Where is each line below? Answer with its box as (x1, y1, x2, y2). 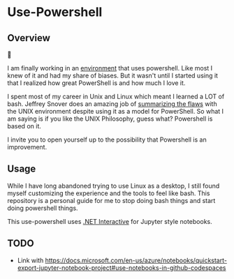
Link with (17, 256, 44, 264)
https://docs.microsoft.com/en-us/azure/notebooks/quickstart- (45, 256, 227, 264)
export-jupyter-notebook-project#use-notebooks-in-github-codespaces (17, 263, 226, 272)
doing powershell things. (7, 204, 78, 212)
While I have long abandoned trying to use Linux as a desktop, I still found (7, 181, 220, 190)
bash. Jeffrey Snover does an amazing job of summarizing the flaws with (7, 100, 218, 108)
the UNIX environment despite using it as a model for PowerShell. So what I (7, 107, 224, 115)
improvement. (7, 143, 47, 151)
